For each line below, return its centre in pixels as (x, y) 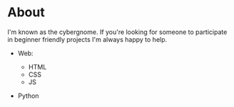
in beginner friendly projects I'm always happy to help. (87, 39)
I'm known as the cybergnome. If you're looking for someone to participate (117, 32)
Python (28, 96)
